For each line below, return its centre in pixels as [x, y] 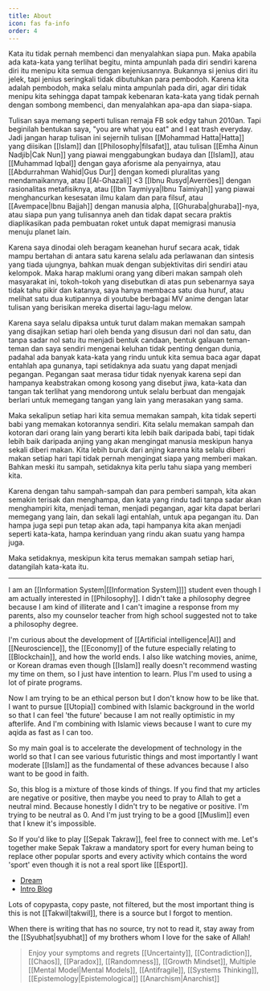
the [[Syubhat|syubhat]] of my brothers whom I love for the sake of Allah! [129, 937]
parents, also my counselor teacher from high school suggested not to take [133, 616]
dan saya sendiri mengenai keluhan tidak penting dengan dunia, [137, 349]
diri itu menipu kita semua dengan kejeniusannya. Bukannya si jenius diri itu [133, 71]
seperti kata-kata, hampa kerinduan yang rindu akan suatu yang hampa [127, 534]
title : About [30, 16]
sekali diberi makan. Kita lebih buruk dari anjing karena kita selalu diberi [127, 450]
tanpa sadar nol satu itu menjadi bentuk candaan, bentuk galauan [117, 340]
